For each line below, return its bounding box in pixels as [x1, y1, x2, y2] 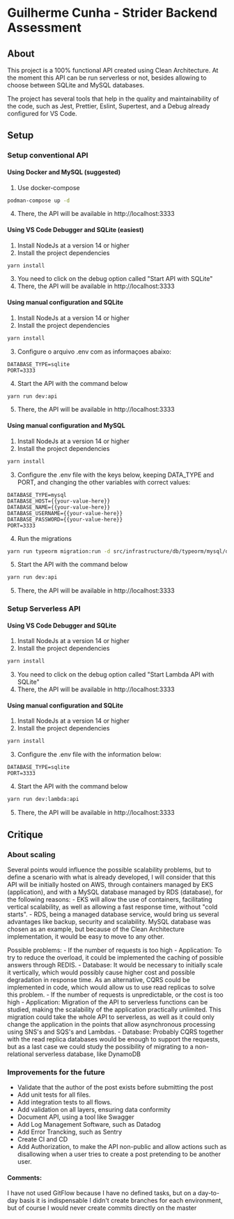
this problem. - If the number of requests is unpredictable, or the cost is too [7, 990, 224, 999]
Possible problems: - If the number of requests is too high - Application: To [7, 946, 222, 954]
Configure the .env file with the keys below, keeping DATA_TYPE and [17, 470, 214, 479]
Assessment [7, 20, 81, 36]
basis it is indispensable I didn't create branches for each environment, [19, 1197, 223, 1205]
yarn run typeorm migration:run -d [7, 547, 111, 555]
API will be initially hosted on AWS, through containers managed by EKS [7, 880, 214, 888]
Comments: [7, 1173, 42, 1182]
